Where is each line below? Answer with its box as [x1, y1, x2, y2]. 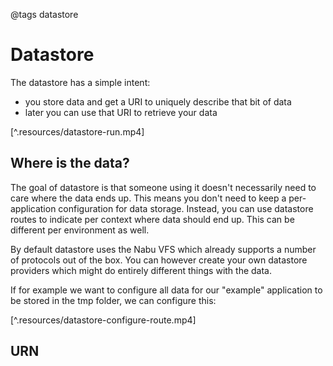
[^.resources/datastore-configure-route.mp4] [10, 314, 197, 326]
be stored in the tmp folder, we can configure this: [10, 294, 217, 306]
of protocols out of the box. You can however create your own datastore [10, 254, 308, 266]
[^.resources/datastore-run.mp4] [10, 125, 145, 138]
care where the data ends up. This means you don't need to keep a [10, 192, 287, 204]
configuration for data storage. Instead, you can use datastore [58, 202, 314, 214]
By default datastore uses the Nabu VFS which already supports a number [10, 243, 317, 255]
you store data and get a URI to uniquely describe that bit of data [24, 95, 292, 108]
